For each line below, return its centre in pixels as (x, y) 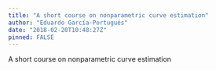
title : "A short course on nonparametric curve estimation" (109, 15)
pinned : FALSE (31, 37)
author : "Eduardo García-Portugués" (68, 23)
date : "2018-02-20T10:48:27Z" (58, 30)
